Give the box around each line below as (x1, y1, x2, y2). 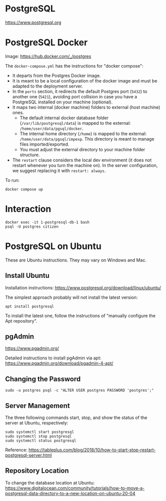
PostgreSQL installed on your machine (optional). (12, 99, 113, 105)
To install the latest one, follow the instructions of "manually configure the (5, 313, 156, 319)
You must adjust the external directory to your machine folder (19, 146, 145, 152)
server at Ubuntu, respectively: (5, 420, 68, 425)
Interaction (5, 203, 52, 215)
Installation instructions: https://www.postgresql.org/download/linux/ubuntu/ (5, 284, 161, 291)
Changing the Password (5, 375, 81, 383)
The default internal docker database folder (19, 115, 109, 121)
